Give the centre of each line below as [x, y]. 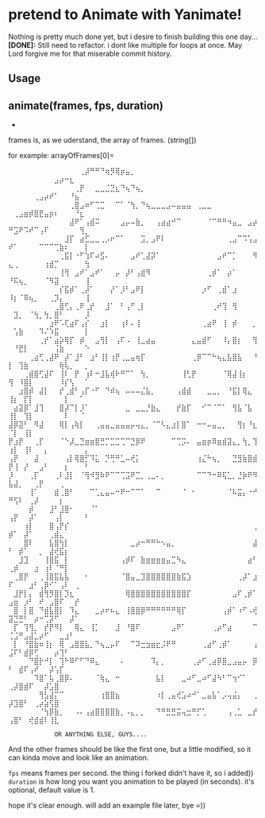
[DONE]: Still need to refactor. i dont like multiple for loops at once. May [125, 45]
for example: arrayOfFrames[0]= [61, 156]
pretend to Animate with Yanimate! [125, 15]
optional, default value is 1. [52, 790]
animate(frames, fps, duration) [86, 105]
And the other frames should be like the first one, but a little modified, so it [130, 750]
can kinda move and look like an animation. [79, 758]
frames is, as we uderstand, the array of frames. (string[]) [102, 140]
